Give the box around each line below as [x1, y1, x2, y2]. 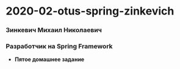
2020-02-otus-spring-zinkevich [5, 4, 175, 18]
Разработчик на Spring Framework [5, 42, 113, 51]
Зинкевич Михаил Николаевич [5, 26, 102, 34]
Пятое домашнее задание [14, 56, 85, 63]
